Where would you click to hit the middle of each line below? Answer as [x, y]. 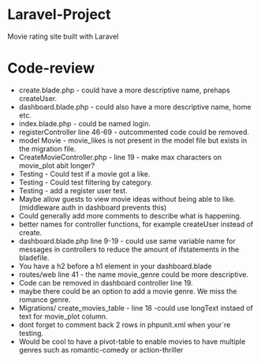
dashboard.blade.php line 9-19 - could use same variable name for [127, 241]
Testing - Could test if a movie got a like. [84, 174]
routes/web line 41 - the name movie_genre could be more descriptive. [134, 274]
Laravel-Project [59, 15]
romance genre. [45, 299]
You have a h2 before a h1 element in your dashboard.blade [115, 266]
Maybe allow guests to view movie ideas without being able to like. [127, 199]
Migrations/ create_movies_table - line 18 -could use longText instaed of [136, 308]
